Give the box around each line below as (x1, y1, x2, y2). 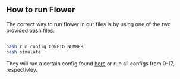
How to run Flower (6, 5, 75, 15)
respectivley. (6, 66, 37, 73)
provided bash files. (6, 27, 55, 34)
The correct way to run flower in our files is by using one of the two (6, 20, 171, 27)
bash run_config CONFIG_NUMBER (6, 43, 84, 49)
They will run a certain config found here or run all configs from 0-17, (6, 59, 175, 67)
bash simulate (6, 49, 42, 55)
